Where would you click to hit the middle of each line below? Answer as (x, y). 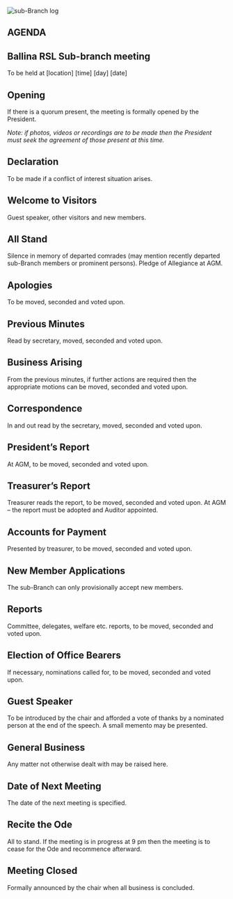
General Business (46, 748)
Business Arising (45, 362)
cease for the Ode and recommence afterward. (75, 849)
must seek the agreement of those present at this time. (86, 140)
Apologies (30, 285)
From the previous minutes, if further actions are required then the (102, 379)
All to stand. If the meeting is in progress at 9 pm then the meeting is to (109, 841)
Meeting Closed (42, 871)
